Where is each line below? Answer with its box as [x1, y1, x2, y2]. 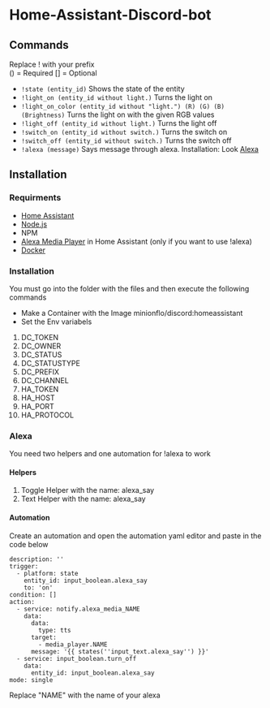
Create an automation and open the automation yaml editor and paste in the [9, 530, 262, 541]
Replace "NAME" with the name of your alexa [9, 690, 161, 700]
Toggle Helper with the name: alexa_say [20, 486, 155, 495]
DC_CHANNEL [20, 375, 70, 385]
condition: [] [9, 590, 58, 598]
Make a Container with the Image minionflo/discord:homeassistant [20, 308, 243, 317]
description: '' [9, 555, 64, 563]
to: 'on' [24, 583, 54, 592]
